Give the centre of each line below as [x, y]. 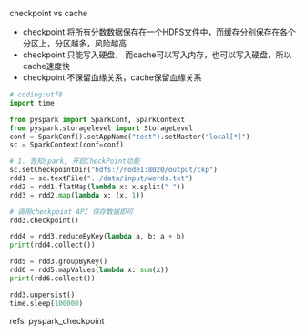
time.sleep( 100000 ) [46, 303]
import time [32, 103]
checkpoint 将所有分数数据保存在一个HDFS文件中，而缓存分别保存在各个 [159, 32]
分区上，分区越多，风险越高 [75, 43]
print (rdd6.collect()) [52, 278]
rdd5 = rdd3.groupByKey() [58, 262]
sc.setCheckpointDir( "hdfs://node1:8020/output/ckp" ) [114, 170]
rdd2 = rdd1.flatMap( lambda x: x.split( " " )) [97, 187]
